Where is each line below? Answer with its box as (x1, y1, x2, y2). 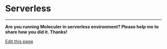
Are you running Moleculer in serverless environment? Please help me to (5, 24, 159, 29)
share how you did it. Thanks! (5, 29, 68, 35)
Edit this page (5, 38, 33, 44)
